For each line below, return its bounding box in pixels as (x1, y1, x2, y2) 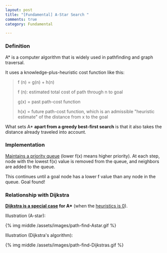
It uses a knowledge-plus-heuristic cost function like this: (5, 69, 125, 75)
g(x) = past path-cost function (17, 98, 81, 105)
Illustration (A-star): (5, 213, 46, 219)
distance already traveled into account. (5, 129, 87, 135)
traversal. (5, 59, 25, 66)
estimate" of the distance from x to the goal (17, 114, 108, 120)
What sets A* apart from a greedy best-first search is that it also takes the (5, 123, 162, 129)
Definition (5, 42, 30, 49)
